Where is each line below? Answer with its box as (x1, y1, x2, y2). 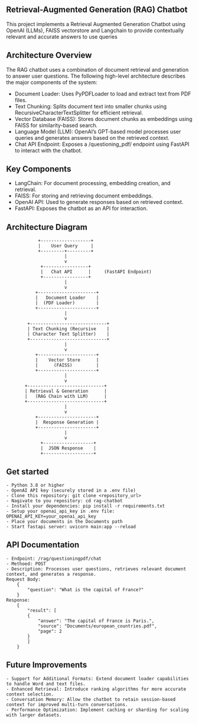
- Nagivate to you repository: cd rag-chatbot (6, 498, 123, 504)
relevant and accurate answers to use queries (6, 33, 118, 40)
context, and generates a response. (6, 571, 96, 577)
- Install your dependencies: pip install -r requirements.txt (6, 503, 165, 509)
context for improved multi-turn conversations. (6, 701, 128, 707)
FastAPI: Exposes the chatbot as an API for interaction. (14, 205, 148, 212)
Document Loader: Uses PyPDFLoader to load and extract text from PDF (14, 90, 191, 97)
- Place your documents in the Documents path (6, 519, 123, 525)
